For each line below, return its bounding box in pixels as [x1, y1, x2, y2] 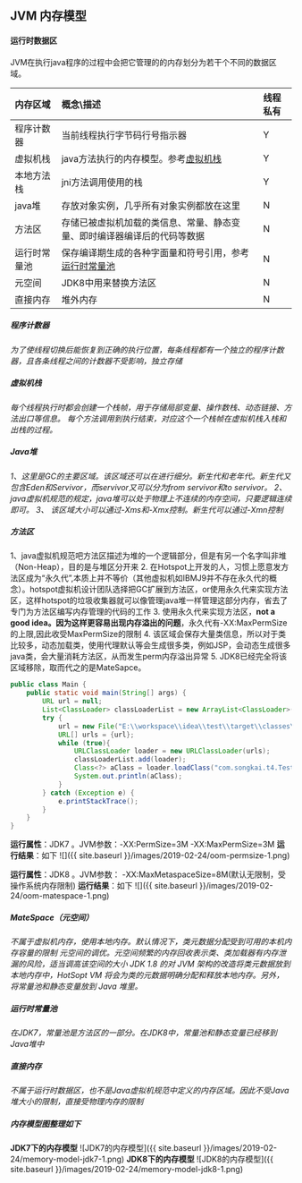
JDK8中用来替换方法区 [61, 277, 157, 289]
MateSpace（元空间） [10, 912, 94, 923]
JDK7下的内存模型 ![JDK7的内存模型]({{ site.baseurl [10, 1143, 202, 1153]
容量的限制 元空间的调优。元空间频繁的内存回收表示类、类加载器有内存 [17, 948, 279, 958]
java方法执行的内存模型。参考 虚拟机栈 [61, 152, 222, 165]
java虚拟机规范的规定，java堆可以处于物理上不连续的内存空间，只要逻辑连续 [10, 493, 292, 504]
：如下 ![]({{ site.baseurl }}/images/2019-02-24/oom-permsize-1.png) [33, 850, 290, 861]
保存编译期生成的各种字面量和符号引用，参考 [61, 246, 249, 259]
